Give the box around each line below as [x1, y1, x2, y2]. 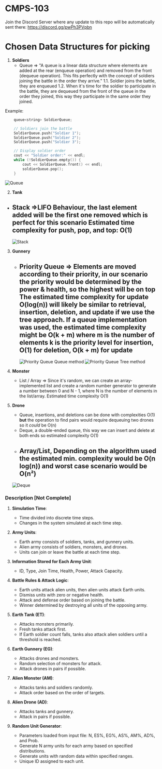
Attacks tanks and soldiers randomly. [19, 684, 93, 690]
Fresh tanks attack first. [19, 626, 67, 632]
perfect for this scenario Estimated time [12, 218, 135, 226]
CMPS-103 [5, 3, 49, 14]
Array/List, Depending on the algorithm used [19, 446, 156, 455]
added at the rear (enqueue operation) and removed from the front [19, 68, 152, 73]
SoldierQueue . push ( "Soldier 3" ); [14, 139, 81, 145]
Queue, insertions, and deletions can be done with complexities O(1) [19, 412, 156, 418]
